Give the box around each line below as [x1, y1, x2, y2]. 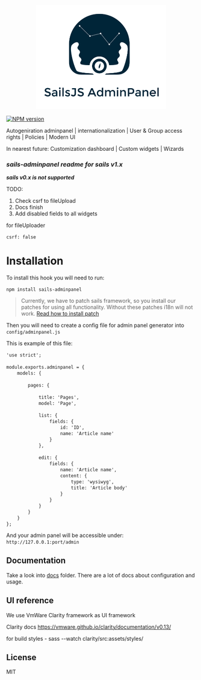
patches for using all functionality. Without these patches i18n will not [20, 303, 193, 311]
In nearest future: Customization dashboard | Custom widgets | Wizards [6, 145, 185, 152]
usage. [6, 578, 23, 585]
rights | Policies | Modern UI [6, 133, 76, 141]
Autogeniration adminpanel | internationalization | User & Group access [6, 127, 182, 134]
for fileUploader [6, 222, 46, 229]
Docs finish [14, 204, 43, 211]
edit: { [38, 455, 58, 461]
